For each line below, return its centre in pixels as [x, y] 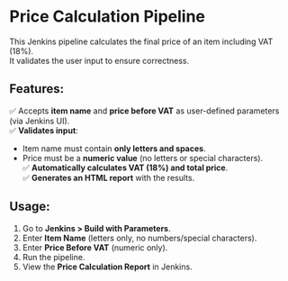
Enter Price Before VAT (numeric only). [95, 247]
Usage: [30, 207]
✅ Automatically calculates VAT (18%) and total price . [125, 168]
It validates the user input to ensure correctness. [99, 60]
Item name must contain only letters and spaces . [114, 148]
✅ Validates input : [44, 130]
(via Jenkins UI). [40, 121]
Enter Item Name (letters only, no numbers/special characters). [139, 238]
